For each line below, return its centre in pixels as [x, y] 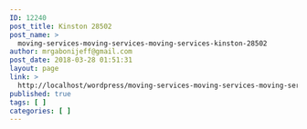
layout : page [34, 69]
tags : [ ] [28, 102]
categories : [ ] [40, 111]
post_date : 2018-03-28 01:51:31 [71, 60]
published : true [40, 94]
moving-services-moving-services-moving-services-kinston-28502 [143, 43]
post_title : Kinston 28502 [61, 26]
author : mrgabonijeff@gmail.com [71, 52]
